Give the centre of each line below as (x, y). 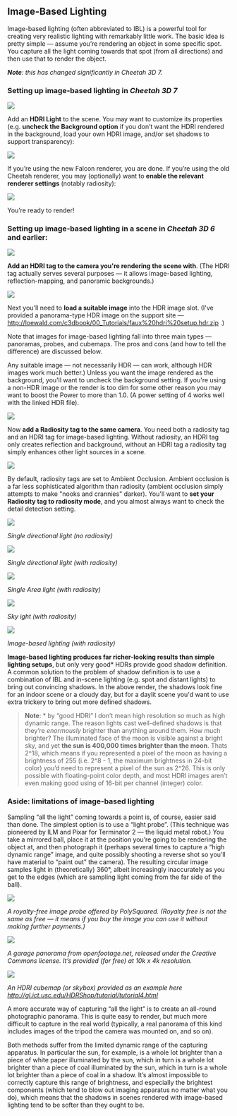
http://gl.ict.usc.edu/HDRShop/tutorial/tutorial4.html (83, 995)
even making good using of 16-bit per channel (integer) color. (114, 783)
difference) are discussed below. (55, 351)
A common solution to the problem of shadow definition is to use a (104, 672)
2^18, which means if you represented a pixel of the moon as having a (126, 753)
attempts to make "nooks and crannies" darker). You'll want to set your (111, 494)
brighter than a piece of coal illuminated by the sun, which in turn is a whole (117, 1067)
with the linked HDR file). (43, 403)
